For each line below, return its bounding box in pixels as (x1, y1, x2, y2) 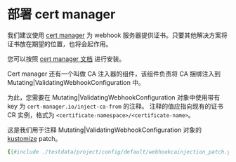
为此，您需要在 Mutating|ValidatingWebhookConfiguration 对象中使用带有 (7, 93, 221, 102)
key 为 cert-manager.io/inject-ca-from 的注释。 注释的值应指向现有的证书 (7, 102, 223, 110)
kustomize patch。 (7, 134, 62, 142)
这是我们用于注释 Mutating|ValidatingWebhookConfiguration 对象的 (7, 126, 202, 134)
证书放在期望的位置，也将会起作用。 (7, 39, 112, 48)
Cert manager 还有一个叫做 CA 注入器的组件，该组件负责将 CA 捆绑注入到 (7, 69, 221, 78)
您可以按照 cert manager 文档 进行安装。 (7, 54, 126, 63)
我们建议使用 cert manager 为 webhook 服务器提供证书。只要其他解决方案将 (7, 31, 228, 39)
